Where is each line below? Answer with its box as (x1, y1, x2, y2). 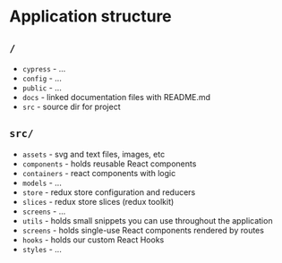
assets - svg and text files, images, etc (21, 148, 166, 159)
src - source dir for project (21, 101, 121, 112)
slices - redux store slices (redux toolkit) (21, 196, 175, 207)
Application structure (9, 6, 172, 27)
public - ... (21, 82, 63, 93)
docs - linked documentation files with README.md (21, 92, 211, 102)
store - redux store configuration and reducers (21, 186, 196, 198)
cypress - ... (21, 64, 66, 73)
